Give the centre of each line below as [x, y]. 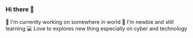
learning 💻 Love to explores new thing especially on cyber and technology [97, 29]
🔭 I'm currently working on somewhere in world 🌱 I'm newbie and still [90, 22]
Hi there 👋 [20, 9]
